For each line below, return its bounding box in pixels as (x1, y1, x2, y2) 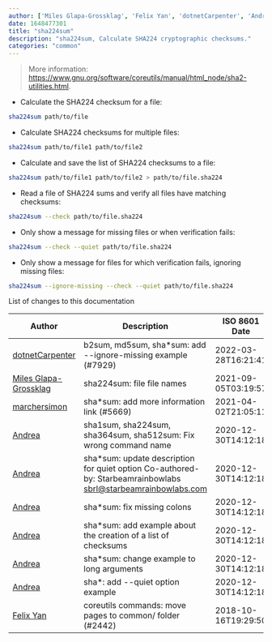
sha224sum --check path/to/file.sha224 (8, 212, 143, 220)
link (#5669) (83, 406, 132, 417)
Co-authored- (143, 463, 200, 474)
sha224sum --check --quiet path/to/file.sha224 (8, 242, 172, 251)
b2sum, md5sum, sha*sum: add (83, 340, 206, 351)
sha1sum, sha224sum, (83, 419, 172, 430)
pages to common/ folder (83, 610, 181, 621)
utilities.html (28, 82, 69, 92)
